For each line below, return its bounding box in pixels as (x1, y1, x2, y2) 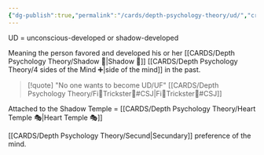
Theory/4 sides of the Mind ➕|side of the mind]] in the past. (8, 64, 201, 74)
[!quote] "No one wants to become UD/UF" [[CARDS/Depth (27, 80, 219, 90)
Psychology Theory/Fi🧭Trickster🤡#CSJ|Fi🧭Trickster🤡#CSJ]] (27, 88, 222, 98)
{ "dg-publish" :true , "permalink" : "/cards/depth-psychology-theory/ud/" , (8, 11, 247, 20)
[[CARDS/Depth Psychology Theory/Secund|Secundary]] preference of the (8, 131, 251, 140)
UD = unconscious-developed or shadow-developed (8, 33, 179, 42)
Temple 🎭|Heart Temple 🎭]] (8, 113, 103, 122)
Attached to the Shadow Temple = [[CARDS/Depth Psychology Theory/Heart (8, 103, 256, 114)
